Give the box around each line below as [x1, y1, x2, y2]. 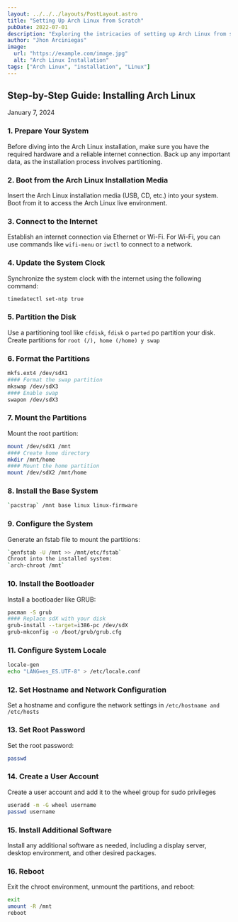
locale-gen [7, 661, 40, 668]
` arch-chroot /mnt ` [7, 562, 65, 569]
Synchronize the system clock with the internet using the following [7, 274, 202, 283]
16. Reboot [7, 866, 45, 876]
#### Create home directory [7, 449, 91, 457]
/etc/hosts [7, 708, 40, 716]
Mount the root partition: [7, 429, 79, 438]
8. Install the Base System [7, 486, 98, 496]
